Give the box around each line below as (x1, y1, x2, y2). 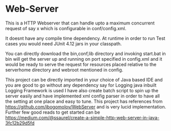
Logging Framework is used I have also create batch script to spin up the (5, 87, 159, 93)
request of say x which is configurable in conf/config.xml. (5, 25, 127, 31)
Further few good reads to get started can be (5, 109, 101, 115)
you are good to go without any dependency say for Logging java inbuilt (5, 82, 157, 88)
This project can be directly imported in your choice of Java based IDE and (5, 76, 163, 83)
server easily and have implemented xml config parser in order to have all (5, 93, 160, 99)
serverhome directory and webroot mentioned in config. (5, 67, 124, 73)
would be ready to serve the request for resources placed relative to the (5, 61, 157, 67)
